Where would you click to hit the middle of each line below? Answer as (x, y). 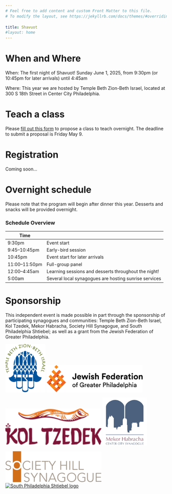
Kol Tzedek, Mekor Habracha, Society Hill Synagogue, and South (74, 326)
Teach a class (35, 114)
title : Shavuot (21, 27)
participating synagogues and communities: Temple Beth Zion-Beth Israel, (84, 320)
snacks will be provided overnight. (41, 209)
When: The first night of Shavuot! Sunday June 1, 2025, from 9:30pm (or (82, 73)
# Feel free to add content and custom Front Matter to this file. (79, 11)
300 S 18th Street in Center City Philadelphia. (53, 94)
